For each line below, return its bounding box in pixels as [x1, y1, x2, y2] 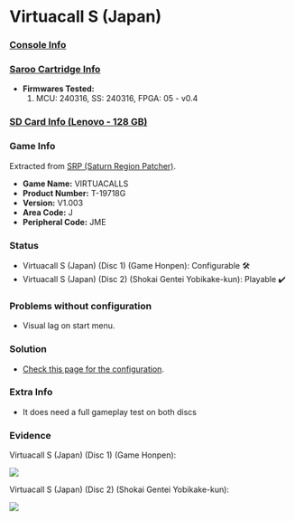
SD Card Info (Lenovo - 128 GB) [9, 116, 148, 128]
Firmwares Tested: [22, 83, 95, 94]
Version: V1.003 [22, 197, 84, 208]
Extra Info [9, 386, 53, 399]
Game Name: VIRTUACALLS [22, 178, 129, 189]
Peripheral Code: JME [22, 216, 106, 227]
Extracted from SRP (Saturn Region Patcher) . [9, 160, 177, 171]
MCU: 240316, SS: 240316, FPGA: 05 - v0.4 [35, 93, 198, 104]
